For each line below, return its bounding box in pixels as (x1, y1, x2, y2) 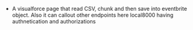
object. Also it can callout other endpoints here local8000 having (11, 11, 174, 19)
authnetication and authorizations (11, 18, 96, 25)
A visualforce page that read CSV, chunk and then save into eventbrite (11, 5, 188, 12)
